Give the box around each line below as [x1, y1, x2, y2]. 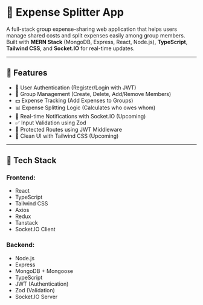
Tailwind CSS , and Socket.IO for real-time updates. [6, 45, 135, 52]
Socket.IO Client [14, 226, 56, 233]
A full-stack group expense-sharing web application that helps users [6, 25, 177, 33]
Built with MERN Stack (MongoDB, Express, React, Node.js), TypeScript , [6, 38, 188, 45]
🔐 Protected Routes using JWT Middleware [14, 126, 123, 133]
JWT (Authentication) [14, 280, 69, 287]
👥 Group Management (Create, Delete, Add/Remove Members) [14, 90, 172, 97]
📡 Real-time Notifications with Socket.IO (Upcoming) [14, 112, 146, 120]
